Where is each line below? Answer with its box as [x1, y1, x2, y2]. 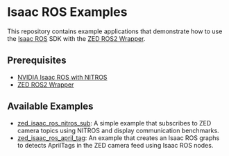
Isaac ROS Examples [7, 4, 128, 20]
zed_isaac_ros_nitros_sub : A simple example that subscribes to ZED [17, 119, 212, 127]
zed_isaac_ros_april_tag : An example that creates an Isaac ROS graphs [17, 133, 220, 142]
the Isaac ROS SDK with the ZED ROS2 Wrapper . [7, 34, 146, 42]
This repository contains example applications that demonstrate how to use [7, 27, 223, 35]
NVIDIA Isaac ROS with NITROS [17, 73, 108, 81]
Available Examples [7, 101, 94, 112]
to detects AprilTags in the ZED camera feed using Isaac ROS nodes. [17, 141, 214, 149]
